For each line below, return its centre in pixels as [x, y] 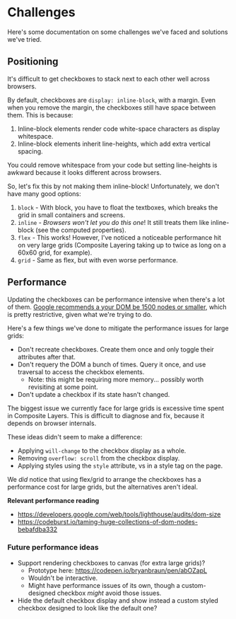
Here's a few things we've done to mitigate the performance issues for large [118, 328]
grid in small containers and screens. [71, 215]
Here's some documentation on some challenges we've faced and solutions [118, 32]
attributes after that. [47, 357]
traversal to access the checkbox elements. [81, 371]
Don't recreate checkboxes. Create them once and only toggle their [116, 349]
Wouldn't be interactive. [63, 578]
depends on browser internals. [52, 423]
